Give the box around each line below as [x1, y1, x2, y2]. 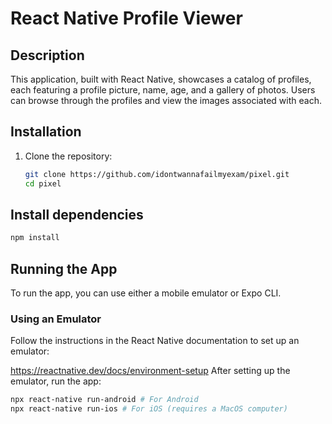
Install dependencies [10, 206, 144, 223]
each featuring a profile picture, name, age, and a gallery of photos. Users [10, 84, 316, 96]
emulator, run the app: [10, 375, 102, 387]
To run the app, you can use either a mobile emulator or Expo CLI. [10, 287, 282, 299]
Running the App [10, 260, 118, 277]
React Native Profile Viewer [10, 7, 243, 30]
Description [10, 47, 85, 64]
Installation [10, 123, 82, 141]
